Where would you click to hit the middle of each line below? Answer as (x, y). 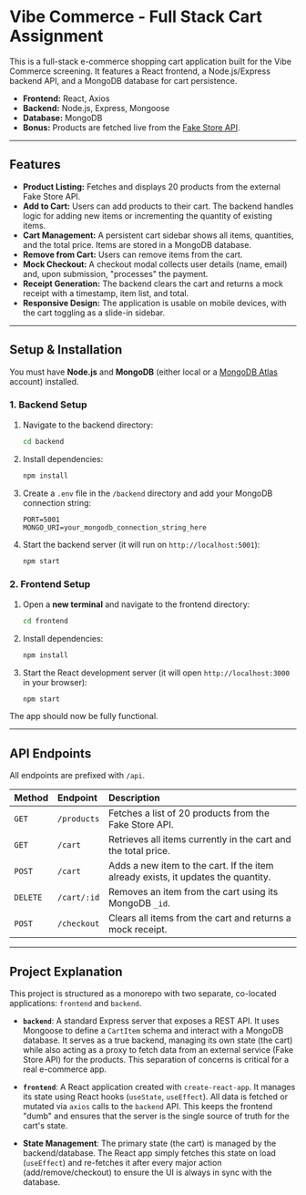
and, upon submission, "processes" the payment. (115, 273)
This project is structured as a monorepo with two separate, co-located (143, 994)
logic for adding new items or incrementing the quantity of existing (148, 215)
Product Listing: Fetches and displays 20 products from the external (151, 186)
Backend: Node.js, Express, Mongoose (96, 108)
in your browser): (55, 682)
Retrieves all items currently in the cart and (199, 840)
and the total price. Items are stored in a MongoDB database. (137, 244)
